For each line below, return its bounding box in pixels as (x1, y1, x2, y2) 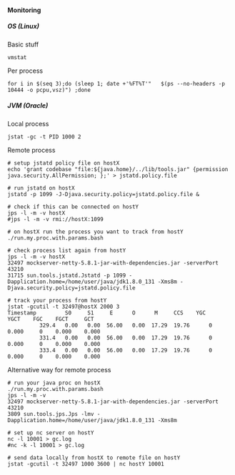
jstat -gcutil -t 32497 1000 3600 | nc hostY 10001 (7, 460, 164, 467)
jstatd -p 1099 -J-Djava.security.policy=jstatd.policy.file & (7, 190, 200, 198)
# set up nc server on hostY (7, 429, 94, 436)
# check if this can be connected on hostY (7, 203, 139, 210)
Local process (7, 119, 49, 128)
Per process (7, 66, 44, 75)
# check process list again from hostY (7, 247, 126, 254)
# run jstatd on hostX (7, 184, 75, 192)
